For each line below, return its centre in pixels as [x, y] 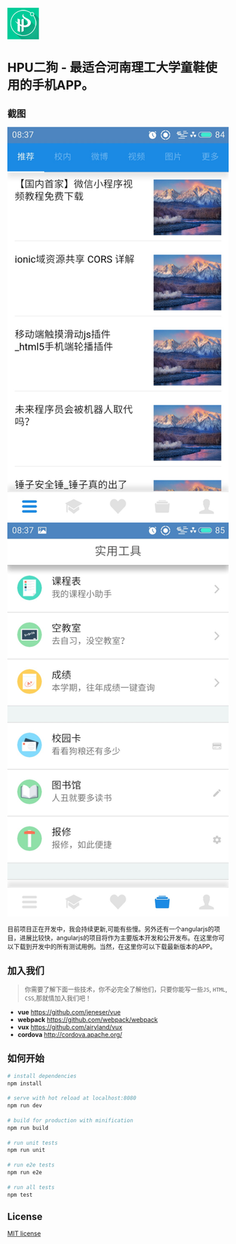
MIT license [24, 1233]
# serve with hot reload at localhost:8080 [72, 1098]
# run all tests [31, 1187]
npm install [25, 1083]
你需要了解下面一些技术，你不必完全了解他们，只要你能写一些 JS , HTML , [126, 989]
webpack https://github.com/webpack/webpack [87, 1019]
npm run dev [25, 1106]
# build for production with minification [70, 1120]
